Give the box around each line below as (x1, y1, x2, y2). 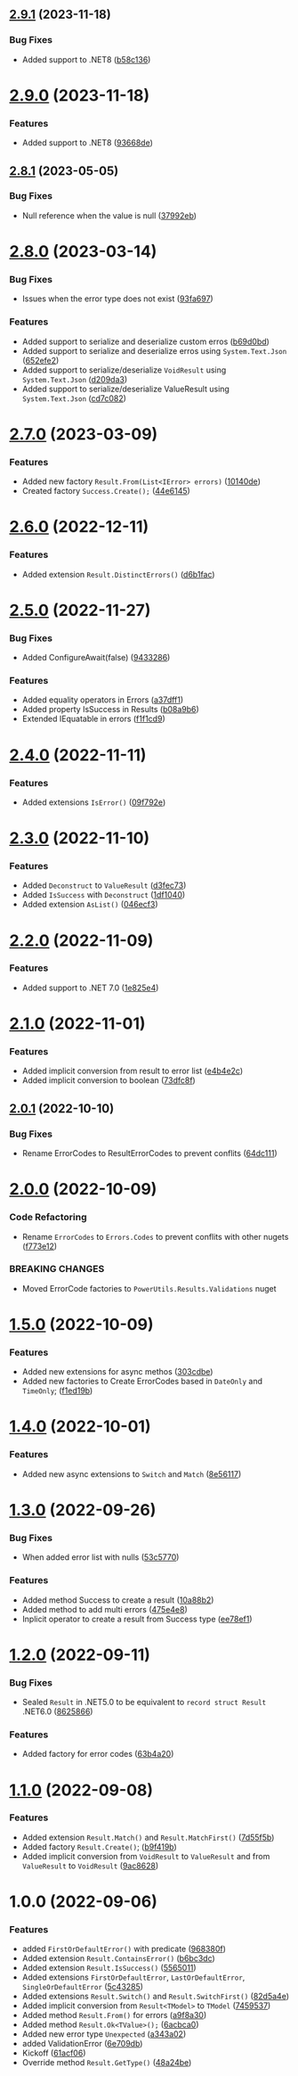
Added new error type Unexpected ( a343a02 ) (21, 2029, 187, 2039)
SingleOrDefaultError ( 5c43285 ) (21, 1982, 144, 1992)
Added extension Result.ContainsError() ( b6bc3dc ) (21, 1953, 215, 1964)
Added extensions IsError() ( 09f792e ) (21, 797, 166, 808)
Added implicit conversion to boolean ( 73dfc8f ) (21, 1075, 196, 1086)
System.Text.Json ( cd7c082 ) (21, 392, 127, 404)
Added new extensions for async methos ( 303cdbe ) (21, 1366, 213, 1377)
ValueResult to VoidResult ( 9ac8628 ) (21, 1860, 159, 1871)
